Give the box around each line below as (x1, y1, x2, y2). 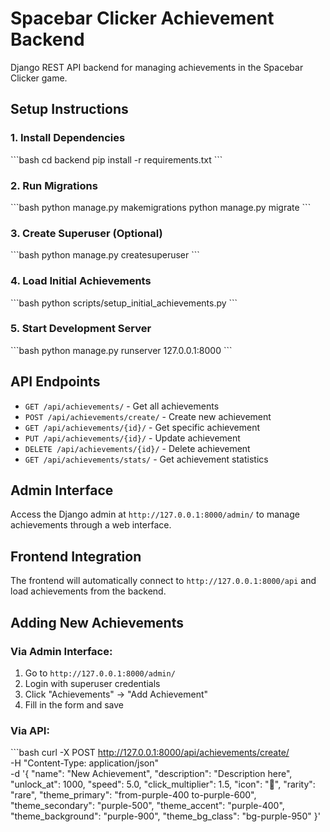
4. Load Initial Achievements (10, 274, 152, 288)
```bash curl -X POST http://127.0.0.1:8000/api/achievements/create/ (10, 747, 290, 759)
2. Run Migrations (10, 178, 98, 192)
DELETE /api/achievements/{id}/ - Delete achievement (24, 442, 251, 454)
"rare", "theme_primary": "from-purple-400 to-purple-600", (10, 789, 257, 801)
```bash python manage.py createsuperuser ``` (10, 249, 200, 261)
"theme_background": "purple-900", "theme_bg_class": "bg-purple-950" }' (10, 810, 321, 822)
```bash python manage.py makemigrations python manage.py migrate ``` (10, 201, 312, 213)
